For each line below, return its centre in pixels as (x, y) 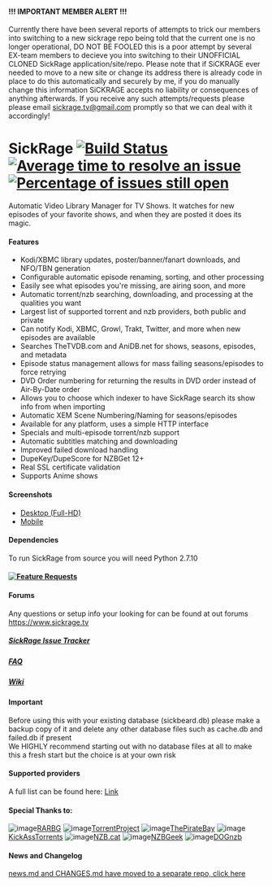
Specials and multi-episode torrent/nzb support (100, 433)
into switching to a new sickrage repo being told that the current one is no (132, 38)
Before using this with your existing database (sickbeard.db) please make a (134, 720)
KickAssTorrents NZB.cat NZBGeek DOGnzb (125, 837)
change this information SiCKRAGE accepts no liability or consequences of (133, 90)
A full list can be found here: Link (64, 792)
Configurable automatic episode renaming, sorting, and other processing (142, 277)
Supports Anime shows (59, 476)
